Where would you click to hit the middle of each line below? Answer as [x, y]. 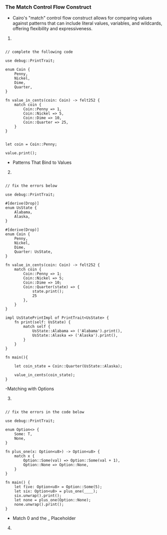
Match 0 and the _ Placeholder [44, 518]
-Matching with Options [30, 389]
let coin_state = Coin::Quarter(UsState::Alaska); [68, 366]
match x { [25, 456]
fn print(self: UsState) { [43, 322]
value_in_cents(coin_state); [45, 375]
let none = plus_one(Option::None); [53, 500]
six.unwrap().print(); [38, 496]
